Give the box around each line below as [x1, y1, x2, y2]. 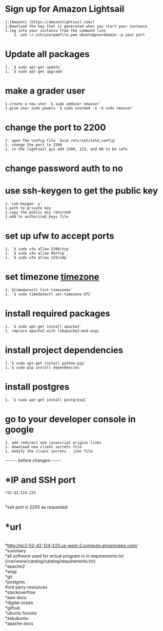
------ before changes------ [5, 457, 62, 463]
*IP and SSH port [5, 474, 76, 485]
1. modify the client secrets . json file [5, 449, 93, 454]
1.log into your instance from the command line [5, 28, 106, 33]
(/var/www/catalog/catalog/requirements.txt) [5, 558, 96, 564]
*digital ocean [5, 600, 33, 606]
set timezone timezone [5, 271, 100, 282]
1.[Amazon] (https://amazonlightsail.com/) [5, 20, 95, 24]
